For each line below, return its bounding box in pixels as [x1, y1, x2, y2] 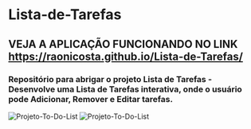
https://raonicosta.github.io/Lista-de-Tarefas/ [8, 49, 243, 63]
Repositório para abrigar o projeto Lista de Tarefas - [8, 73, 213, 84]
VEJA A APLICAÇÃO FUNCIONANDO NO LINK [8, 37, 238, 51]
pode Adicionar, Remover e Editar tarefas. [8, 93, 174, 104]
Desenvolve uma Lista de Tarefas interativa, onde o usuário [8, 84, 243, 95]
